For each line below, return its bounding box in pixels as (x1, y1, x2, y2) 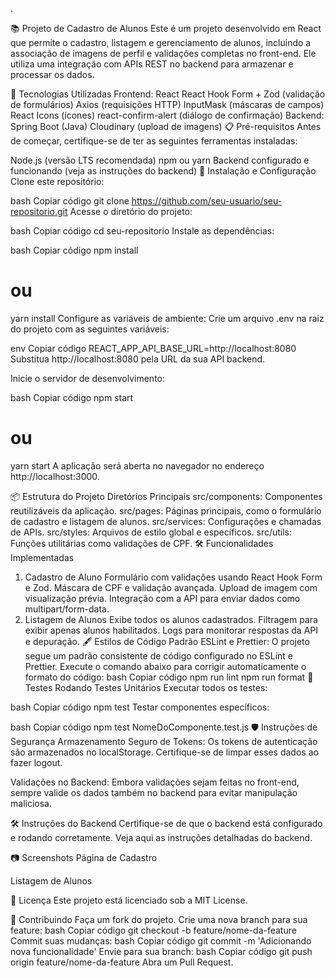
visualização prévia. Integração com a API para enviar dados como (24, 592, 301, 604)
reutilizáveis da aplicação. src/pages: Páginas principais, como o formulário (10, 504, 322, 517)
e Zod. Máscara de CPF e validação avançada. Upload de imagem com (24, 581, 318, 593)
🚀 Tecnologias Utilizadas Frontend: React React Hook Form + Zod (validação (10, 88, 326, 100)
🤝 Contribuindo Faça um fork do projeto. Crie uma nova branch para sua (10, 913, 308, 925)
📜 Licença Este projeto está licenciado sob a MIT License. (10, 894, 248, 906)
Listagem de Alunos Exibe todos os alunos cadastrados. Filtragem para (24, 613, 318, 625)
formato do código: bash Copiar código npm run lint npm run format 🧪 (24, 671, 314, 683)
